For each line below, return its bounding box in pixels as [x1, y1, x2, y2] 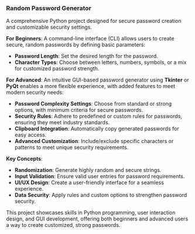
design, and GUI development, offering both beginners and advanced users [6, 215, 189, 222]
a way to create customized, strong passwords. [6, 222, 121, 229]
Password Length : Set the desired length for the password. [14, 53, 158, 60]
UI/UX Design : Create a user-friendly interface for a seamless [14, 179, 164, 186]
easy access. [14, 131, 47, 138]
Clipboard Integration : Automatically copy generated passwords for [14, 125, 180, 133]
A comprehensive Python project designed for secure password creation [6, 18, 182, 25]
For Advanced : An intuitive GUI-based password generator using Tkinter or [6, 76, 189, 83]
